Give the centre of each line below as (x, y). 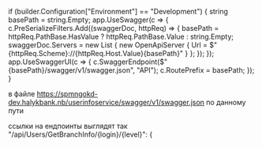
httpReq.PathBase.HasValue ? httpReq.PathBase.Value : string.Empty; (121, 36)
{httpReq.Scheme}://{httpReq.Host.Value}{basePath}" (96, 53)
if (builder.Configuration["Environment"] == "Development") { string (118, 11)
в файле (22, 94)
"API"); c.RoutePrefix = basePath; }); (196, 70)
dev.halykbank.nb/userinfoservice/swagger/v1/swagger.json (107, 102)
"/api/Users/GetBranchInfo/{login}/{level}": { (80, 134)
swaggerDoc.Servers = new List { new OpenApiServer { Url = (108, 45)
